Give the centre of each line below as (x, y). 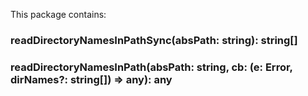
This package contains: (58, 14)
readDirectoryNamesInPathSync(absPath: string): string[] (154, 40)
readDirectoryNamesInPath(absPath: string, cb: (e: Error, (151, 67)
